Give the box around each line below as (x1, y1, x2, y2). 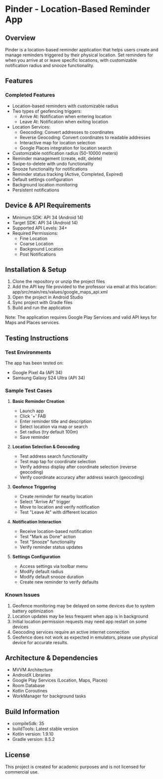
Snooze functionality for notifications (12, 166, 88, 172)
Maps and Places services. (5, 320, 60, 326)
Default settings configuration (12, 176, 73, 182)
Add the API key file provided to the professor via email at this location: (12, 284, 157, 290)
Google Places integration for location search (19, 145, 112, 151)
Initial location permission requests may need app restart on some (12, 618, 147, 624)
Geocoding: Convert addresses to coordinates (19, 129, 114, 135)
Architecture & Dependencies (5, 653, 98, 662)
